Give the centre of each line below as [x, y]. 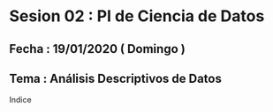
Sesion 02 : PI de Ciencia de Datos [137, 16]
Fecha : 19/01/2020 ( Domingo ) [97, 49]
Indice [21, 100]
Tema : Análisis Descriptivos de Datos [116, 78]
